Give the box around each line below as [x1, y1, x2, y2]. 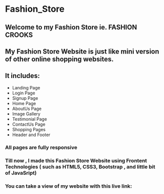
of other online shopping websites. [5, 55, 114, 63]
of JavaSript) [5, 169, 37, 176]
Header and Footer [12, 132, 50, 138]
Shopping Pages [12, 126, 46, 132]
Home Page [12, 100, 36, 106]
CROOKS [5, 30, 33, 39]
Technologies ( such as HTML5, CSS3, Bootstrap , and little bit [5, 163, 156, 170]
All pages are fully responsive [5, 144, 77, 151]
